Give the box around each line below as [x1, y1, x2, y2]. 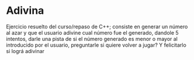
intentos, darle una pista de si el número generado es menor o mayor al [6, 35, 178, 42]
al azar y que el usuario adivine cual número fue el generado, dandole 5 [6, 29, 179, 36]
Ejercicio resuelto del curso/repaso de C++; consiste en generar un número [6, 23, 188, 30]
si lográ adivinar [6, 47, 45, 54]
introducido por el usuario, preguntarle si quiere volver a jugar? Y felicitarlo [6, 42, 187, 48]
